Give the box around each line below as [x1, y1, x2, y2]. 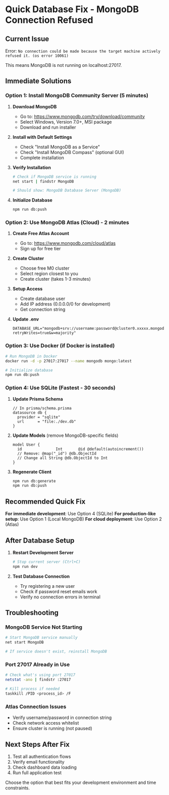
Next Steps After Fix [5, 740, 70, 748]
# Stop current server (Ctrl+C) [12, 559, 81, 564]
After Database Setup [5, 536, 75, 545]
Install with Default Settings [12, 134, 72, 140]
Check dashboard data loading [12, 764, 77, 770]
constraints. [5, 784, 30, 791]
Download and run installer [20, 124, 77, 130]
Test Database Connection [12, 573, 70, 579]
